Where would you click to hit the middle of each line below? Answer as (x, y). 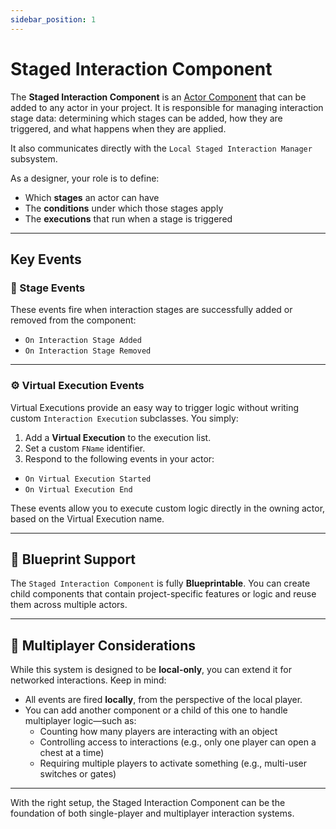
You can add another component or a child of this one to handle (156, 710)
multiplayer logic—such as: (80, 721)
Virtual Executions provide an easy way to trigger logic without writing (155, 407)
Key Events (46, 259)
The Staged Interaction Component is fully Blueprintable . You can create (160, 583)
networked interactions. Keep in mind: (88, 680)
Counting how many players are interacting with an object (158, 732)
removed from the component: (73, 320)
